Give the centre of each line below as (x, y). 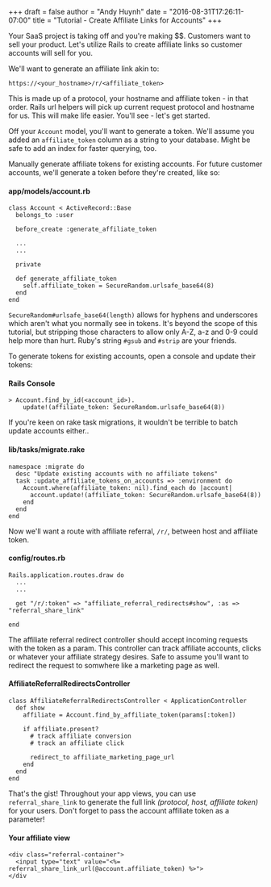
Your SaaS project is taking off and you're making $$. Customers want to (130, 36)
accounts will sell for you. (51, 53)
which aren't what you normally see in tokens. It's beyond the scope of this (133, 324)
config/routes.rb (37, 558)
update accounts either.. (49, 431)
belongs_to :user (45, 215)
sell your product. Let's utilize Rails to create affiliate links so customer (125, 44)
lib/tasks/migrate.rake (47, 450)
